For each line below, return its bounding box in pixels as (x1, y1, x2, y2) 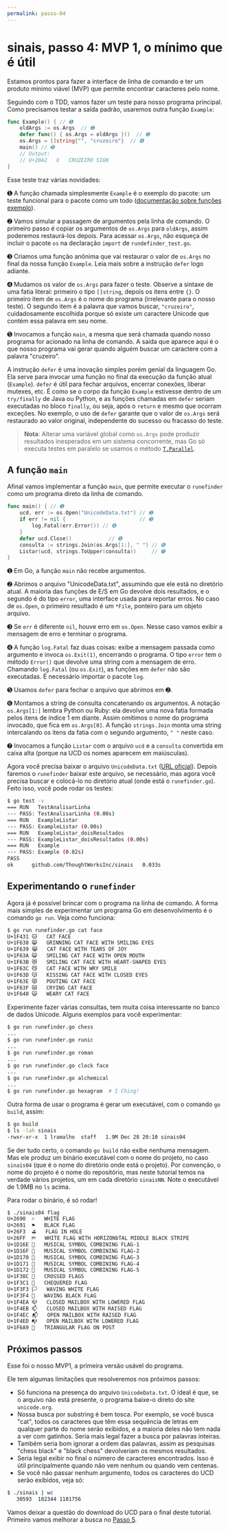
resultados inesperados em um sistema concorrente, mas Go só (23, 437, 205, 445)
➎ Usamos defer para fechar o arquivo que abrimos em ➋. (7, 686, 173, 694)
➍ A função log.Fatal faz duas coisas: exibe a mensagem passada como (7, 643, 215, 651)
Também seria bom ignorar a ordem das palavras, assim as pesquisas (16, 1439, 215, 1447)
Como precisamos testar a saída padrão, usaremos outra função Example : (7, 105, 215, 114)
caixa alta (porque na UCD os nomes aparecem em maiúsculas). (7, 749, 189, 757)
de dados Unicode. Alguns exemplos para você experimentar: (7, 1011, 182, 1019)
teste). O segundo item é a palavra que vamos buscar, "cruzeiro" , (7, 302, 194, 310)
